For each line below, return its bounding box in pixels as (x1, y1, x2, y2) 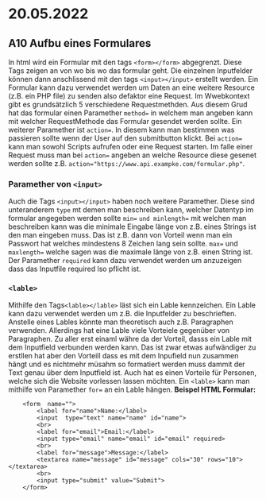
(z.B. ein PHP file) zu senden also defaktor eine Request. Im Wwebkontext (8, 91, 250, 100)
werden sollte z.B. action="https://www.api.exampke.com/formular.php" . (8, 159, 245, 168)
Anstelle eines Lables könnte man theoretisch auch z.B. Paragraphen (8, 317, 233, 327)
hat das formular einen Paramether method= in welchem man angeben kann (8, 108, 253, 118)
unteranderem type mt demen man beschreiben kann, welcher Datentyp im (8, 205, 254, 215)
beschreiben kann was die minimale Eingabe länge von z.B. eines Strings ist (8, 222, 256, 231)
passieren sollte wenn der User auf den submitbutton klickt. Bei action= (8, 133, 243, 143)
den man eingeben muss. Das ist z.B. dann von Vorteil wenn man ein (8, 230, 233, 240)
